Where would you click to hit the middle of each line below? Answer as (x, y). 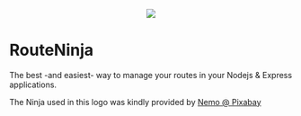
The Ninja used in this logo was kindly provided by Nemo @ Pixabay (136, 102)
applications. (33, 85)
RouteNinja (52, 50)
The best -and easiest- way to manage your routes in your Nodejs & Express (151, 75)
